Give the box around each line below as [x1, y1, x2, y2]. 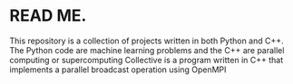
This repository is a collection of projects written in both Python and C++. [9, 35, 284, 46]
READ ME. [9, 5, 87, 26]
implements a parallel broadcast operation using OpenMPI [9, 64, 227, 75]
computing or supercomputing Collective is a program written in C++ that [9, 54, 284, 65]
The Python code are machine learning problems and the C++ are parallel [9, 44, 285, 55]
